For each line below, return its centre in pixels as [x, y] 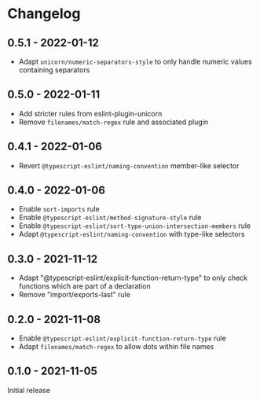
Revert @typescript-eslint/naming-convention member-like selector [129, 165]
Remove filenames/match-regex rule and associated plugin [114, 122]
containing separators [54, 70]
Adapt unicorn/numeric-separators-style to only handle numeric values [135, 61]
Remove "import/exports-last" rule [75, 295]
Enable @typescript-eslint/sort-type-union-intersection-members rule [135, 226]
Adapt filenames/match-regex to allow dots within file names [116, 347]
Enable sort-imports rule [59, 209]
